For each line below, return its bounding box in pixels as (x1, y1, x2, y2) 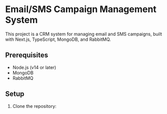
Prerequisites (5, 51, 48, 60)
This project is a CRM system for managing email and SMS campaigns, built (5, 31, 162, 37)
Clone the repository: (12, 103, 57, 109)
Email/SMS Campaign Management (5, 4, 157, 15)
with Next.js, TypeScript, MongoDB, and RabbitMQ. (5, 36, 111, 42)
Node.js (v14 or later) (12, 64, 56, 70)
